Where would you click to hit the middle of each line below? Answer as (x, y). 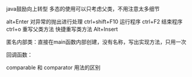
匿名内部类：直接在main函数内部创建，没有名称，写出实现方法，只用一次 (96, 42)
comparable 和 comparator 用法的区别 (53, 67)
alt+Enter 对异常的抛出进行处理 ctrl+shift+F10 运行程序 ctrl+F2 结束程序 (94, 22)
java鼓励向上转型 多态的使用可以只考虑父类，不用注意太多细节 (83, 9)
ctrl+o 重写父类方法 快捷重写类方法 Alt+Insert (62, 29)
